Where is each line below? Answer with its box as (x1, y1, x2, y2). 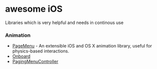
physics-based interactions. (12, 48, 70, 54)
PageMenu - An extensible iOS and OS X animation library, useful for (12, 43, 152, 49)
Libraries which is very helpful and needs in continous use (5, 20, 124, 25)
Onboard (12, 53, 31, 59)
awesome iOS (5, 3, 63, 15)
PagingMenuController (12, 59, 58, 65)
